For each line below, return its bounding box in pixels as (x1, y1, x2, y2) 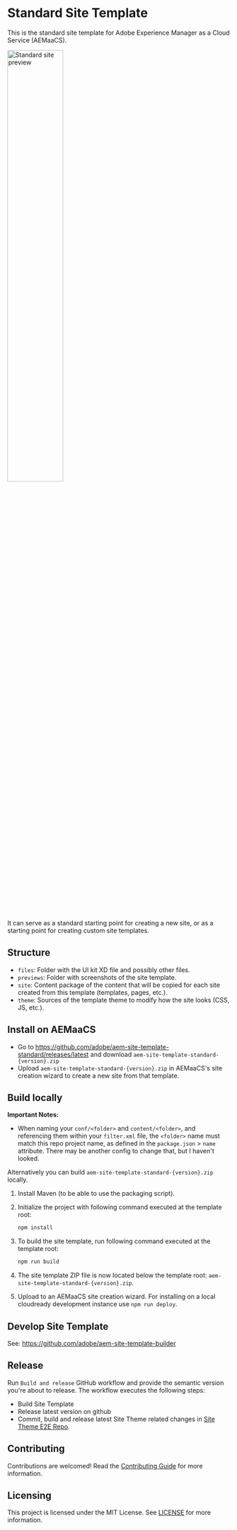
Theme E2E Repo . (17, 1422, 70, 1431)
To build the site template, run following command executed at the (17, 1237, 211, 1245)
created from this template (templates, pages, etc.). (17, 988, 168, 996)
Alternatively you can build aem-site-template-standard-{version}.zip (7, 1168, 214, 1177)
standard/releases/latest (17, 1050, 89, 1058)
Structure (7, 947, 51, 959)
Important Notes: (7, 1110, 59, 1119)
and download (90, 1050, 132, 1058)
